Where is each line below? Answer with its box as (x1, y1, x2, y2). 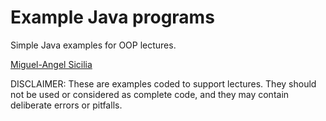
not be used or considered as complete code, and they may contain (10, 88, 290, 100)
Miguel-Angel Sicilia (10, 58, 93, 70)
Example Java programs (10, 6, 215, 29)
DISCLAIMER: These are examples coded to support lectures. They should (10, 77, 317, 90)
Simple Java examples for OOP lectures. (10, 39, 177, 51)
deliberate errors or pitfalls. (10, 99, 123, 111)
